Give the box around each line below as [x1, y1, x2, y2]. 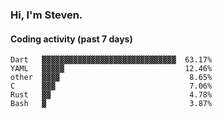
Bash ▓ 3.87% [10, 99, 213, 109]
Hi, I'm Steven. [10, 8, 83, 22]
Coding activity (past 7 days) [10, 33, 133, 45]
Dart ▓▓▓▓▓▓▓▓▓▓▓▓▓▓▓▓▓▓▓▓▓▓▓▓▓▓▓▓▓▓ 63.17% [10, 55, 213, 65]
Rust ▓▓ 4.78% [10, 90, 213, 100]
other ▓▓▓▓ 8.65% [10, 73, 213, 83]
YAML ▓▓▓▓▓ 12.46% [10, 64, 213, 74]
